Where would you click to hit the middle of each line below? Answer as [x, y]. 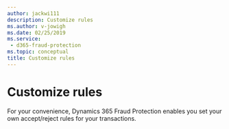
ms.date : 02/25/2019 [37, 33]
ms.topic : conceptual [38, 52]
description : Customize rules [50, 20]
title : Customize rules [41, 58]
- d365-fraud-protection [45, 45]
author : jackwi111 [33, 13]
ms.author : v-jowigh [37, 26]
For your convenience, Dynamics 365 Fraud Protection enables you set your [114, 111]
